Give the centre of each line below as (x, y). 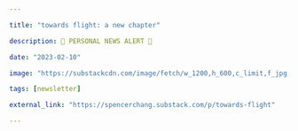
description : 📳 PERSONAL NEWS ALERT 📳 (81, 41)
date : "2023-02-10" (45, 57)
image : (21, 73)
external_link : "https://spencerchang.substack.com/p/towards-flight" (142, 105)
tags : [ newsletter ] (45, 89)
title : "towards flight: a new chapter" (85, 25)
